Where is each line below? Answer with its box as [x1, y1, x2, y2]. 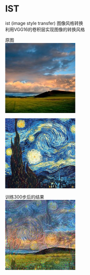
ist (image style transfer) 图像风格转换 [5, 20, 83, 26]
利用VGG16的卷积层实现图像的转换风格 [5, 26, 85, 32]
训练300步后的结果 [5, 193, 44, 200]
